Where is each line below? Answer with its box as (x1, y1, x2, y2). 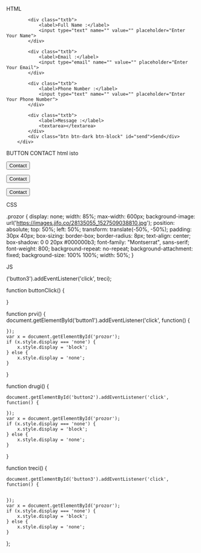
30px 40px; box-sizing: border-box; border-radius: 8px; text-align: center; (6, 232, 191, 239)
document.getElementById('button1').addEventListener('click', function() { (6, 317, 190, 324)
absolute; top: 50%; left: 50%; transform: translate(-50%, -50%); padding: (6, 226, 192, 233)
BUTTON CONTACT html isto (6, 150, 79, 156)
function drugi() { (6, 383, 50, 390)
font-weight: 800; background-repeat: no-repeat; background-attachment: (6, 245, 193, 252)
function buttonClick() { (6, 287, 65, 293)
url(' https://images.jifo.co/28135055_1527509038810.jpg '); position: (6, 220, 175, 226)
